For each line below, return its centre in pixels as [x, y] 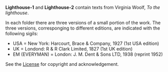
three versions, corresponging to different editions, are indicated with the [83, 28]
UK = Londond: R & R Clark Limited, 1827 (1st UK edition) [72, 49]
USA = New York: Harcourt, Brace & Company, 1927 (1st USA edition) [86, 43]
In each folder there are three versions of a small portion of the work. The [83, 23]
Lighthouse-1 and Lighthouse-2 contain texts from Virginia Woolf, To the [83, 7]
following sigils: [22, 33]
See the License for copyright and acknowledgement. [62, 64]
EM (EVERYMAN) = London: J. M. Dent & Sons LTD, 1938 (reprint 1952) [88, 54]
